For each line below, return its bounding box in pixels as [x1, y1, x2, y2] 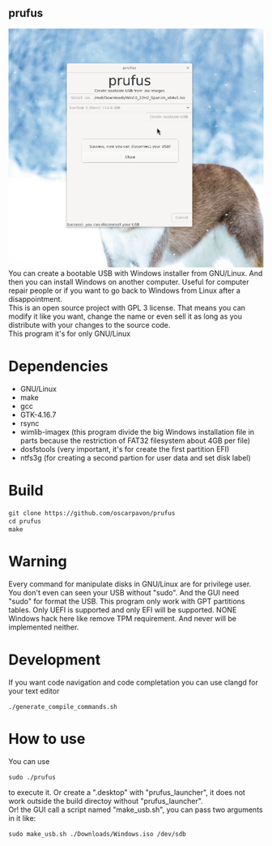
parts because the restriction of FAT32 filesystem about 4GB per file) [19, 436, 251, 445]
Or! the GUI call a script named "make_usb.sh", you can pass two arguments [8, 805, 263, 814]
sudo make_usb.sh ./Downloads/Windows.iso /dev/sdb [8, 830, 186, 838]
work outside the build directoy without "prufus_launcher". [8, 796, 204, 805]
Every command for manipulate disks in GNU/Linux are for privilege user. [8, 579, 252, 589]
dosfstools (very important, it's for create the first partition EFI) [19, 444, 230, 453]
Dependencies [8, 357, 108, 376]
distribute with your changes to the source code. [8, 320, 171, 330]
